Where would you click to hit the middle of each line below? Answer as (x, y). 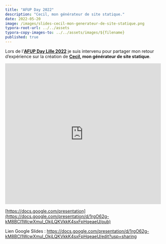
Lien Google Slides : (25, 231)
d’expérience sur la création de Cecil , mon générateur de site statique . (78, 56)
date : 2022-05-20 (23, 19)
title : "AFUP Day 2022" (30, 10)
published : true (22, 37)
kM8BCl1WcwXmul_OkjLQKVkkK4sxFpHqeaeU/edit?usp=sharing (71, 236)
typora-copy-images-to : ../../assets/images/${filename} (65, 33)
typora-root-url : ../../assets (37, 28)
